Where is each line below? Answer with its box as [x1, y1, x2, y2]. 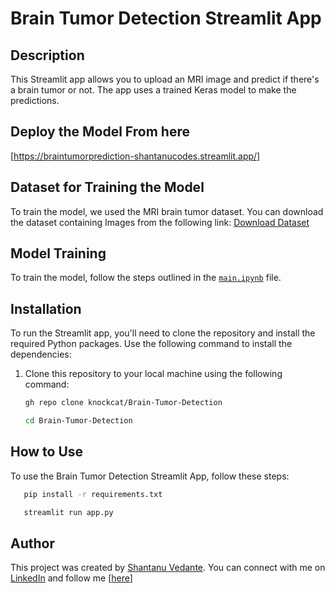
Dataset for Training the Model [10, 179, 205, 196]
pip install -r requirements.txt [23, 489, 163, 499]
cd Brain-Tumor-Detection [24, 416, 133, 426]
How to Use [10, 443, 84, 461]
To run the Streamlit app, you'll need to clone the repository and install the [10, 327, 316, 339]
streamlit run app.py [23, 507, 114, 517]
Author [10, 535, 55, 552]
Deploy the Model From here [10, 123, 190, 141]
